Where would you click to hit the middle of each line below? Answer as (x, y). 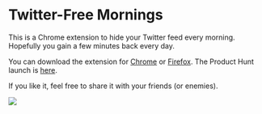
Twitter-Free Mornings (86, 15)
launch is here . (33, 70)
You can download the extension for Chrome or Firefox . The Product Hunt (131, 61)
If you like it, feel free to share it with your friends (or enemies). (113, 86)
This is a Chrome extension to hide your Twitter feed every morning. (122, 37)
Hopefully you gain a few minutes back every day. (92, 45)
